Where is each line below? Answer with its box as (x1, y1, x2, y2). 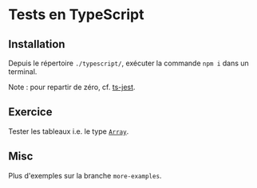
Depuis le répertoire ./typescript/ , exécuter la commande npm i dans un (8, 58, 249, 68)
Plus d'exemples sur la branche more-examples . (8, 170, 162, 180)
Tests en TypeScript (8, 6, 144, 24)
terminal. (8, 67, 38, 76)
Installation (8, 37, 65, 51)
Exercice (8, 105, 53, 119)
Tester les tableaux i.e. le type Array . (8, 126, 129, 136)
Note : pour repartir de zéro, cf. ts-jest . (8, 82, 136, 92)
